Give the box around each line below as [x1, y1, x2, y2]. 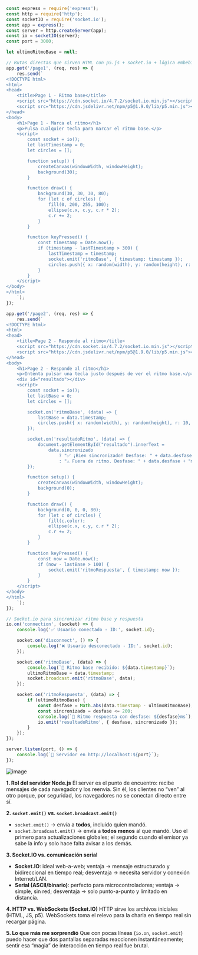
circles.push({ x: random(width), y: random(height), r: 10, [37, 420, 192, 426]
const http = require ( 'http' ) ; [6, 11, 83, 17]
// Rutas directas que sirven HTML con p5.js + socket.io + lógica [6, 60, 176, 65]
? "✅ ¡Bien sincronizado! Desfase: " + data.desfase [58, 452, 193, 458]
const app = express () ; [6, 22, 65, 28]
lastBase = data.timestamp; [37, 415, 107, 421]
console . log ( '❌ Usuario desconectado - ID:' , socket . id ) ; [27, 643, 174, 649]
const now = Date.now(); [37, 556, 99, 562]
